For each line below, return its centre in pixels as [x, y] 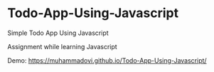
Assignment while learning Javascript [62, 46]
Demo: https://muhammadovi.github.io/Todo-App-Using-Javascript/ [107, 60]
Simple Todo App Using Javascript [58, 33]
